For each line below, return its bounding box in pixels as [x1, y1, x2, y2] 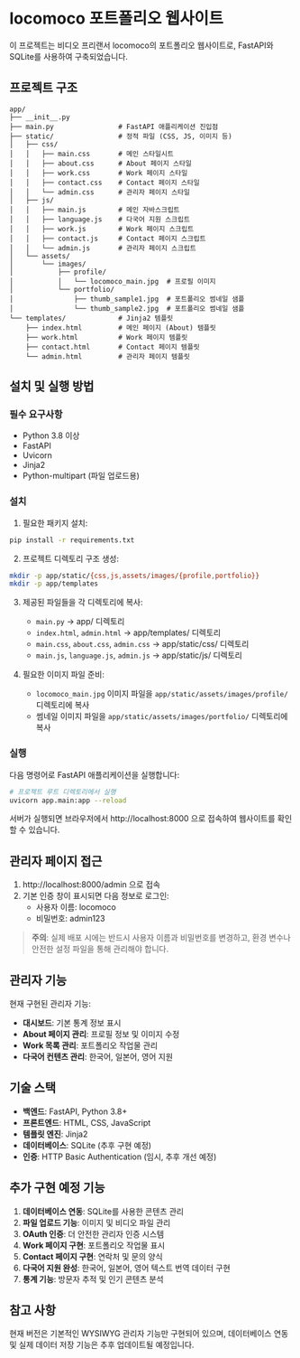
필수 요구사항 [9, 408, 63, 421]
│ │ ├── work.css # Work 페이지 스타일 [9, 168, 188, 177]
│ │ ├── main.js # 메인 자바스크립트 [9, 205, 180, 214]
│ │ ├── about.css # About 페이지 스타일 [9, 159, 192, 168]
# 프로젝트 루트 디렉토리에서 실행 [9, 787, 116, 796]
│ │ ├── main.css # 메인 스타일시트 [9, 149, 174, 158]
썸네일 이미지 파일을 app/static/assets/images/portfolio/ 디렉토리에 [35, 711, 288, 722]
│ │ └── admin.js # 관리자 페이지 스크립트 [9, 243, 196, 253]
